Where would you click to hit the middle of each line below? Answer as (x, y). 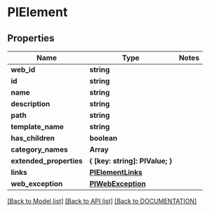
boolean (104, 138)
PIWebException (118, 184)
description (31, 104)
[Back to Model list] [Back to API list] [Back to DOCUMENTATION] (102, 201)
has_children (33, 138)
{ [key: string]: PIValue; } (131, 161)
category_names (39, 150)
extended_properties (47, 161)
